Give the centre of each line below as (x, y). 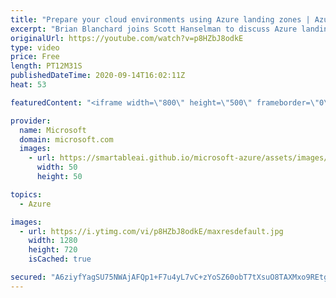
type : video (35, 47)
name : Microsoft (53, 130)
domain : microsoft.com (66, 139)
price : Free (35, 57)
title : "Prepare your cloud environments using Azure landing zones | (160, 19)
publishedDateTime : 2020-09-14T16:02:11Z (98, 76)
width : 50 (57, 167)
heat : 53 (28, 85)
